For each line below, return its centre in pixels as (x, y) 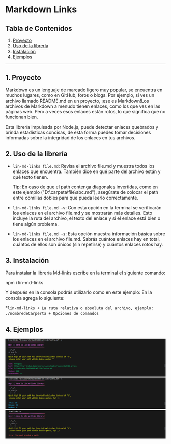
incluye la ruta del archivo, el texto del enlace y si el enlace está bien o (87, 218)
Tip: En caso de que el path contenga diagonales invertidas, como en (85, 187)
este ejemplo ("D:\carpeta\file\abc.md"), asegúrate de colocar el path (85, 192)
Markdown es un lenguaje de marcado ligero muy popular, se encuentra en (84, 90)
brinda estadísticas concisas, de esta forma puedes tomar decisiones (78, 132)
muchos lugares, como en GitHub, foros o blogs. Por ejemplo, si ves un (80, 95)
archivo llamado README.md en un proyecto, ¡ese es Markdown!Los (77, 101)
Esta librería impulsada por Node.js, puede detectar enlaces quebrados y (82, 127)
